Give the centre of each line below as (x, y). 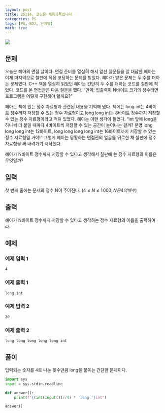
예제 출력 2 (17, 330)
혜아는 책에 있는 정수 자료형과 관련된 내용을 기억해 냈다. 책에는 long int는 (75, 106)
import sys (16, 379)
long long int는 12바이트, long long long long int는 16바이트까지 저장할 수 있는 (81, 131)
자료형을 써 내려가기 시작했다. (33, 143)
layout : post (18, 10)
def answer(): (20, 393)
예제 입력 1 (17, 258)
